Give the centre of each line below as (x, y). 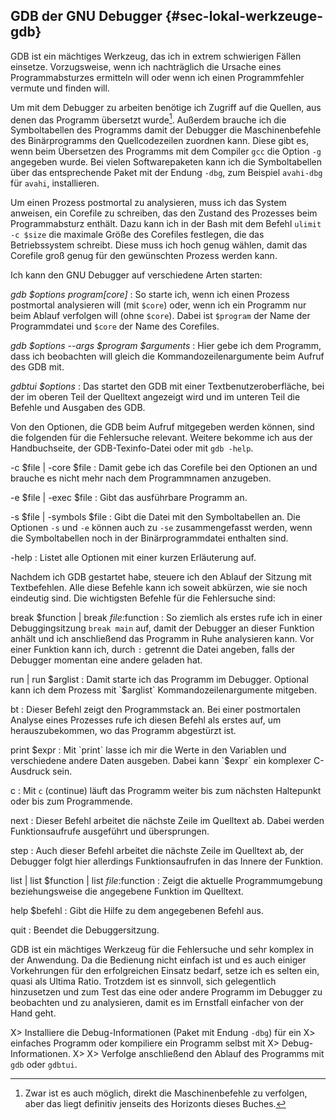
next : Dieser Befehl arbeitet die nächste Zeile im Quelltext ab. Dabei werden (167, 821)
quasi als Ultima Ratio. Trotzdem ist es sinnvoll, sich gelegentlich (143, 981)
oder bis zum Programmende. (71, 801)
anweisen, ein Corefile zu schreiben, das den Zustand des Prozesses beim (164, 213)
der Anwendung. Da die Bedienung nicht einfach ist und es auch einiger (158, 960)
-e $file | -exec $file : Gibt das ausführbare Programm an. (129, 498)
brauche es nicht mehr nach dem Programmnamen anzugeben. (141, 478)
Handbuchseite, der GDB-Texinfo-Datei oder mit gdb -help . (132, 448)
